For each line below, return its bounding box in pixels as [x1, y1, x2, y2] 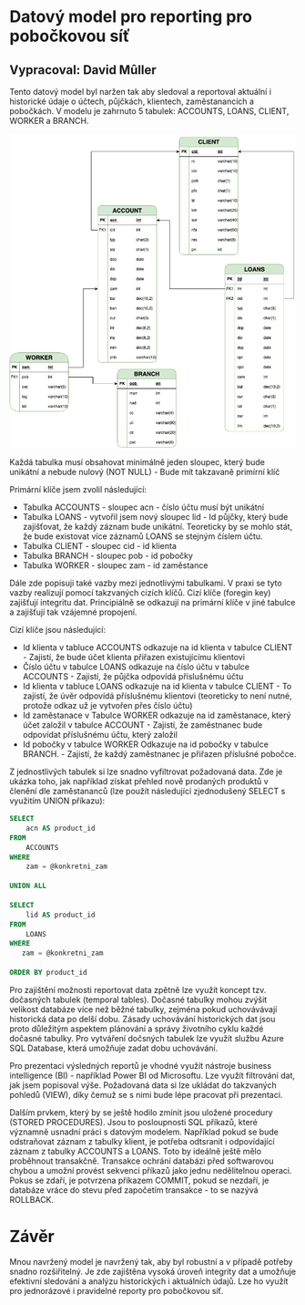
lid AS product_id [25, 910, 96, 919]
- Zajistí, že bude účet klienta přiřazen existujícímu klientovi [22, 652, 246, 663]
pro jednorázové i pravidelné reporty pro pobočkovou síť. [9, 1285, 224, 1296]
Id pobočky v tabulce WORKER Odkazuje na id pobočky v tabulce [22, 739, 269, 750]
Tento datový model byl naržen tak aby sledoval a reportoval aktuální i [9, 87, 271, 97]
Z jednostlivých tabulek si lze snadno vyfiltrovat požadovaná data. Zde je [9, 766, 283, 777]
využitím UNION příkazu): [9, 795, 106, 806]
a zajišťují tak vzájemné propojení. [9, 606, 137, 617]
